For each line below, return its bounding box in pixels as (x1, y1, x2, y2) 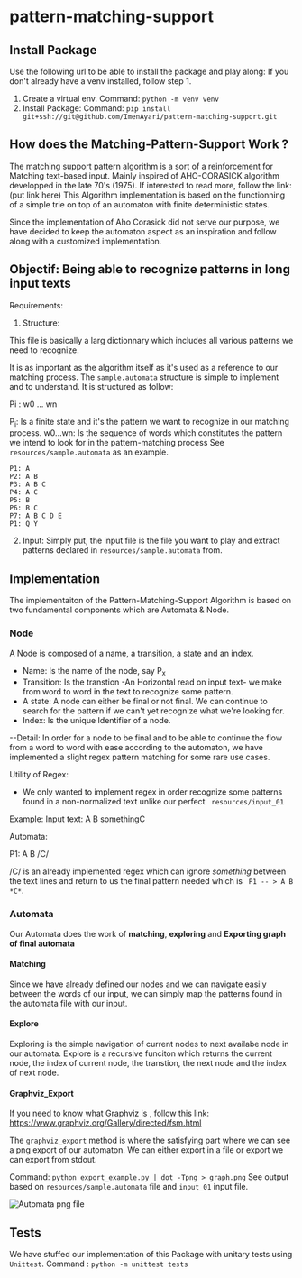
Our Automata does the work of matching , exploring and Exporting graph (9, 928, 287, 939)
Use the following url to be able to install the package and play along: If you (9, 66, 289, 77)
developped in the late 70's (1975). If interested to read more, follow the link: (9, 179, 292, 190)
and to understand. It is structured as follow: (9, 381, 174, 391)
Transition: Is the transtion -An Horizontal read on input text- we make (22, 676, 282, 687)
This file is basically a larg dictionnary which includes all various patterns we (9, 335, 294, 345)
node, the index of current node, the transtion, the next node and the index (9, 1058, 287, 1069)
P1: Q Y (9, 519, 39, 529)
